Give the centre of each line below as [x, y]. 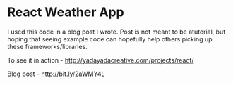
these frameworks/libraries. [48, 46]
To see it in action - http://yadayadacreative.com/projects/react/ [101, 60]
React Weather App [66, 12]
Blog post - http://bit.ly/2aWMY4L [56, 74]
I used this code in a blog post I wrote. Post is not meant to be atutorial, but [116, 32]
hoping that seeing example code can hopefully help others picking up [110, 39]
